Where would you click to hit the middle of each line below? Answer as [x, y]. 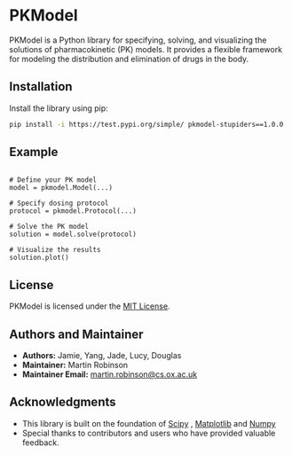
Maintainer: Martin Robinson [75, 365]
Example [34, 152]
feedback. [40, 442]
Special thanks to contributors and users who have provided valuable [149, 433]
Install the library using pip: [59, 108]
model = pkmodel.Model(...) [61, 188]
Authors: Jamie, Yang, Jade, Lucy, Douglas [102, 356]
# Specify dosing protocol [59, 204]
